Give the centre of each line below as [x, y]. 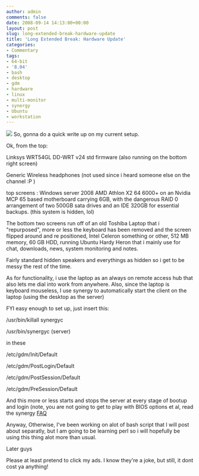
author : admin [24, 12]
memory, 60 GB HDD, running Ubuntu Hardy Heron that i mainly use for [94, 242]
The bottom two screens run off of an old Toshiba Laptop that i [83, 223]
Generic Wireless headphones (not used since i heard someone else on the [98, 175]
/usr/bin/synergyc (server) [38, 332]
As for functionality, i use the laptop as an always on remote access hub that [99, 278]
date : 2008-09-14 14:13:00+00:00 [48, 23]
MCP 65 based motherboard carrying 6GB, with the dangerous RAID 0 [92, 199]
